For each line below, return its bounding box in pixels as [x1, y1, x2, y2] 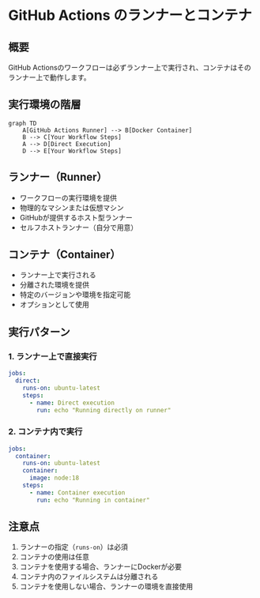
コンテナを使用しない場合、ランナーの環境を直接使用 [19, 581, 194, 592]
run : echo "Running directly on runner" [36, 406, 171, 414]
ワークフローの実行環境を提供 [19, 193, 117, 202]
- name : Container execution [28, 488, 126, 497]
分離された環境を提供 [19, 280, 89, 290]
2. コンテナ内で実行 [8, 427, 83, 438]
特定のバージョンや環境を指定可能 [19, 290, 131, 299]
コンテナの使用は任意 [19, 552, 89, 562]
